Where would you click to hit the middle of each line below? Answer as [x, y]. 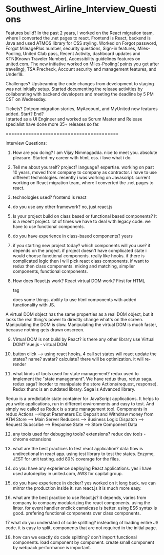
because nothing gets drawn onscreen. [45, 329]
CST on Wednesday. [26, 99]
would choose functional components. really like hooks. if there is [79, 256]
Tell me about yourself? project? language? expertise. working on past [83, 167]
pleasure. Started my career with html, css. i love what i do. [72, 157]
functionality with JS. [34, 305]
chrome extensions [32, 439]
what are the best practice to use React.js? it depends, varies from [79, 498]
